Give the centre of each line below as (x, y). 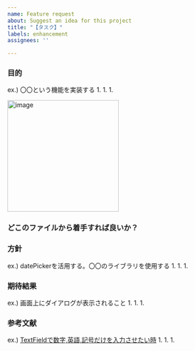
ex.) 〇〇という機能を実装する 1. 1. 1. (60, 90)
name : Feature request (41, 14)
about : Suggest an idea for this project (70, 21)
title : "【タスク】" (35, 27)
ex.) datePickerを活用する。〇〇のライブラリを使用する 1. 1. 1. (98, 265)
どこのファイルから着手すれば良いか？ (73, 228)
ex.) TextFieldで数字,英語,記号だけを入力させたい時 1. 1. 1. (91, 340)
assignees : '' (28, 41)
